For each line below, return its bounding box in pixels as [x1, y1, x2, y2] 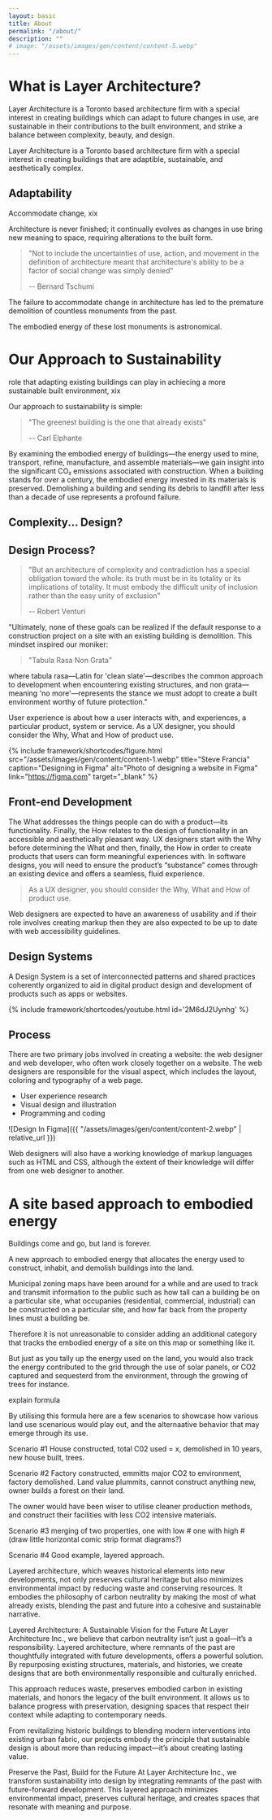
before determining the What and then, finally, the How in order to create [8, 843, 252, 853]
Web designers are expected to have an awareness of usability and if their [8, 909, 257, 919]
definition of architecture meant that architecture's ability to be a [28, 257, 244, 267]
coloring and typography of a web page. [8, 1076, 144, 1085]
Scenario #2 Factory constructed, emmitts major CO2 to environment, [8, 1469, 242, 1478]
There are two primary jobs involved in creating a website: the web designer [8, 1050, 263, 1059]
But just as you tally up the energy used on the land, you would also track [8, 1354, 254, 1364]
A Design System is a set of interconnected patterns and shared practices [8, 971, 256, 981]
